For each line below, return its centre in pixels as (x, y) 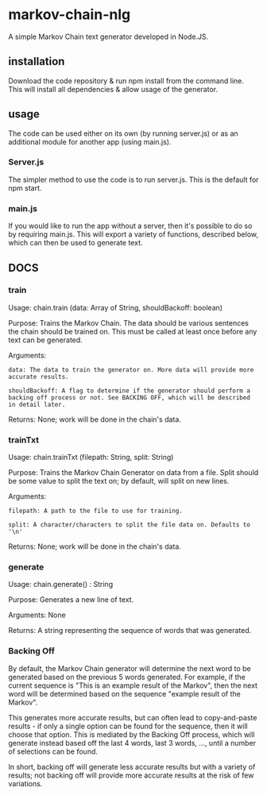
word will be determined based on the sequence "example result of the (124, 693)
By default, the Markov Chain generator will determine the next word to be (130, 668)
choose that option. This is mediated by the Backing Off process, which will (132, 734)
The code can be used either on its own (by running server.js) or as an (123, 133)
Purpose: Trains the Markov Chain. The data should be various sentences (128, 322)
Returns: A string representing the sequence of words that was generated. (130, 631)
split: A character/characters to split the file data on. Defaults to (129, 525)
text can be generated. (46, 340)
